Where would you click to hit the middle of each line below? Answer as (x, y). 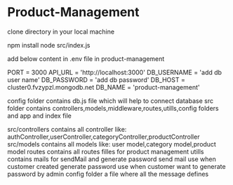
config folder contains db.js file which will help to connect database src (111, 101)
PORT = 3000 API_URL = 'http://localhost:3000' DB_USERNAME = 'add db (115, 72)
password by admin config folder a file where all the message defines (108, 174)
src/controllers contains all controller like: (67, 129)
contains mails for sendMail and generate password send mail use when (112, 159)
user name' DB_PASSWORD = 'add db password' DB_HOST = (96, 80)
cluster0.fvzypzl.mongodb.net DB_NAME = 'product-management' (104, 87)
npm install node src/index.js (49, 45)
